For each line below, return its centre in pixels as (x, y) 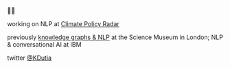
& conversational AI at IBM (44, 44)
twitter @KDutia (30, 58)
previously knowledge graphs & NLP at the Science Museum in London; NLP (115, 37)
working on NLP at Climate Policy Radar (64, 24)
